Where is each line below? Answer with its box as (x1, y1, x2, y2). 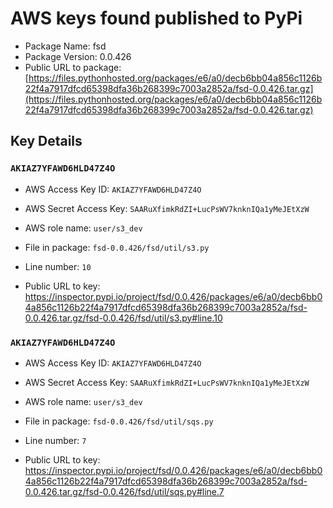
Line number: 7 (24, 434, 87, 446)
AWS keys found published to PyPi (10, 7, 303, 30)
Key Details (10, 133, 83, 150)
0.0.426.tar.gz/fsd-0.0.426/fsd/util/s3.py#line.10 (24, 312, 223, 324)
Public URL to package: (24, 61, 122, 73)
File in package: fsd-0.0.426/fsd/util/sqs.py (24, 415, 214, 427)
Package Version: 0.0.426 (24, 50, 132, 62)
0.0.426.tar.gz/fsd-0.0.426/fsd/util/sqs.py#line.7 (24, 485, 225, 497)
